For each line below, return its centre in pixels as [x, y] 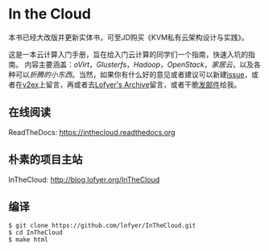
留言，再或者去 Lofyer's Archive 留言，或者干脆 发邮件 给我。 [143, 84]
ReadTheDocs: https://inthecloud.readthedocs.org [92, 132]
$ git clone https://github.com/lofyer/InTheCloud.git [102, 226]
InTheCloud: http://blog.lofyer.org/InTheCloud [84, 179]
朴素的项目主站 [46, 160]
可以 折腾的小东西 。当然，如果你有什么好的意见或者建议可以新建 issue [130, 74]
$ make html [28, 240]
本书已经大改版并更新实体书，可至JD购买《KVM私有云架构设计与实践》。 [128, 37]
